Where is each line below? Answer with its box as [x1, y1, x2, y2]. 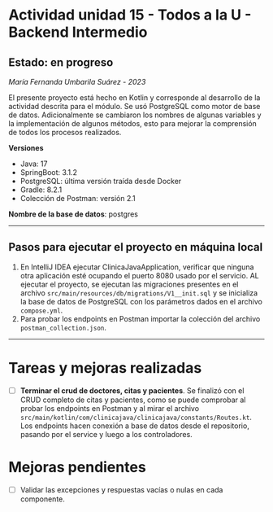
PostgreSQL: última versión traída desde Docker [19, 177, 182, 186]
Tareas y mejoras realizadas [8, 359, 202, 377]
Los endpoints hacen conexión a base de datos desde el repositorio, [19, 421, 249, 431]
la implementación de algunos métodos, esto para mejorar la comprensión [8, 119, 258, 128]
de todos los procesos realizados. [8, 128, 122, 137]
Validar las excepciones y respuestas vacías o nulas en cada [19, 484, 223, 494]
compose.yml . [19, 305, 63, 315]
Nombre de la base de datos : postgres [8, 209, 138, 219]
